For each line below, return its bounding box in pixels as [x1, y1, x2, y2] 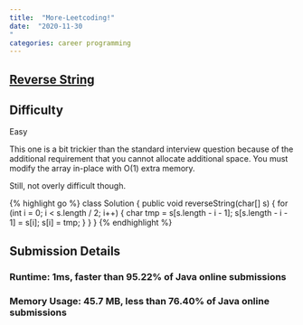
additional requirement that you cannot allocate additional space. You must [9, 153, 289, 164]
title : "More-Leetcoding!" [9, 13, 116, 23]
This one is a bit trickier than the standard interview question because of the [9, 144, 294, 154]
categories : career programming [9, 38, 131, 48]
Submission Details [9, 243, 120, 258]
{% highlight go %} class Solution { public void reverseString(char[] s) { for [9, 198, 289, 209]
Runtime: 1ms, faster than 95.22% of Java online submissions [9, 270, 287, 283]
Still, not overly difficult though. [9, 181, 127, 191]
